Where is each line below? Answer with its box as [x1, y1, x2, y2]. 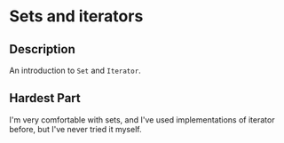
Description [9, 42, 75, 57]
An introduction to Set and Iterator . [9, 65, 142, 75]
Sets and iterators [9, 6, 144, 27]
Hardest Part [9, 91, 82, 106]
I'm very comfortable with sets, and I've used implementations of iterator [9, 114, 275, 125]
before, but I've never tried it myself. [9, 123, 142, 134]
